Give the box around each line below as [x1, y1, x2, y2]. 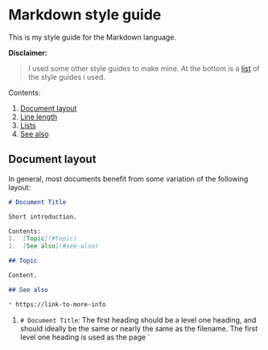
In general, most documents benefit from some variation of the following [8, 173, 249, 183]
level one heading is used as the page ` [19, 332, 150, 342]
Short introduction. [8, 212, 78, 221]
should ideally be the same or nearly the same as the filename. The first [19, 323, 258, 333]
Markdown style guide [8, 6, 162, 24]
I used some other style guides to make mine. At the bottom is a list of [27, 63, 260, 73]
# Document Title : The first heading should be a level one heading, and [19, 315, 257, 324]
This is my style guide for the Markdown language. [8, 32, 177, 42]
